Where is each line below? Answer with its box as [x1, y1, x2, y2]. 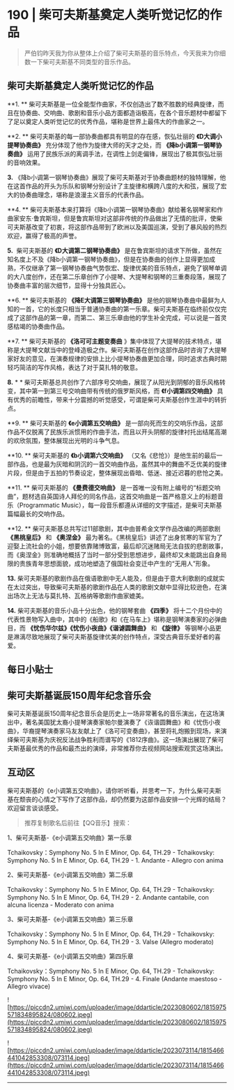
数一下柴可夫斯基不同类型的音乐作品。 [24, 57, 134, 66]
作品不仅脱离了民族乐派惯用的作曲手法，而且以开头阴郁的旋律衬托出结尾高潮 [7, 427, 227, 436]
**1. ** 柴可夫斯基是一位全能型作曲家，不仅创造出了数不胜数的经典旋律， [7, 100, 218, 108]
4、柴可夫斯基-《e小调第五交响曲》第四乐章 [7, 952, 134, 960]
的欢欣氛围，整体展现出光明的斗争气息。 [7, 436, 123, 444]
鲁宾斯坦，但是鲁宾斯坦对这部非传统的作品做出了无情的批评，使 [33, 214, 217, 222]
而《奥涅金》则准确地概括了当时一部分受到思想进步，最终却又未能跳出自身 [7, 550, 221, 559]
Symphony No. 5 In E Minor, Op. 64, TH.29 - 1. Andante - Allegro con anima [7, 856, 224, 864]
